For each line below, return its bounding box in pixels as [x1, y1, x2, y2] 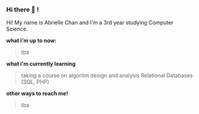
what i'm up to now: [6, 37, 57, 44]
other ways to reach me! [6, 90, 69, 97]
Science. [6, 25, 28, 32]
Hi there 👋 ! [6, 5, 39, 14]
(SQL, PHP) [20, 78, 49, 86]
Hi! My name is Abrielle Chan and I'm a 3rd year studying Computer [6, 19, 174, 26]
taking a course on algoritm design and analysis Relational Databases [20, 72, 194, 79]
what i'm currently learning [6, 60, 76, 68]
